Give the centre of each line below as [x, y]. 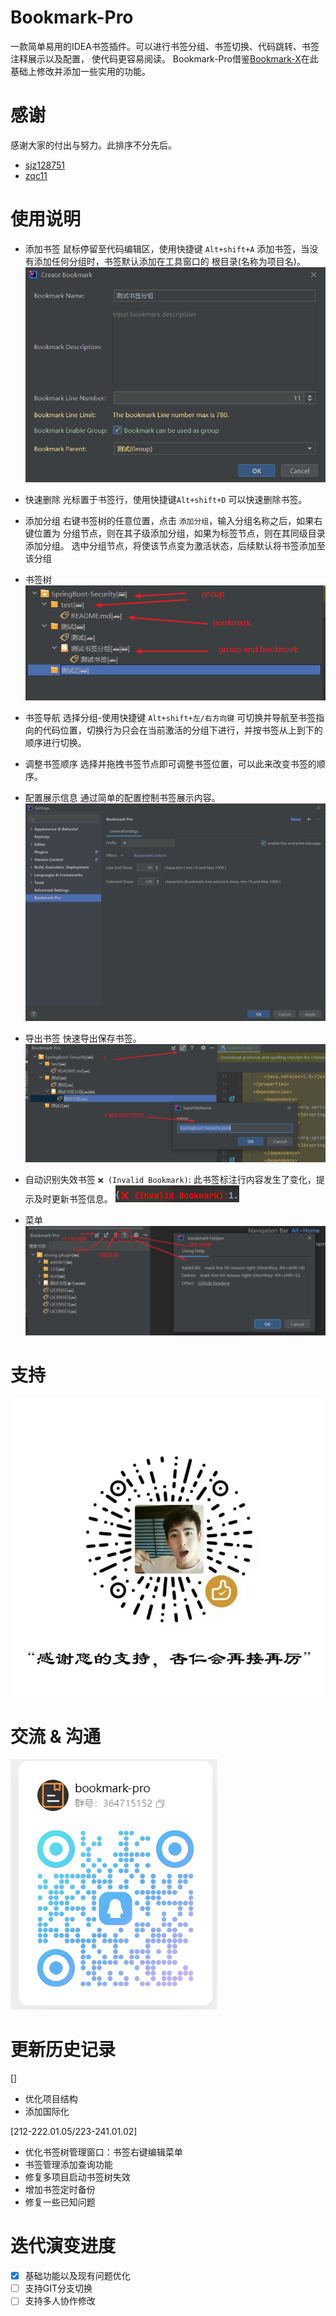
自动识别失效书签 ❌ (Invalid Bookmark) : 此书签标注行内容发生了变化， [170, 1179]
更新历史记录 [63, 2050]
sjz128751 [44, 165]
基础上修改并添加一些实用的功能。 [80, 71]
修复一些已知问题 [60, 2202]
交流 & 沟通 [56, 1736]
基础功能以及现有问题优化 [77, 2276]
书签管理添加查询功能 [68, 2165]
